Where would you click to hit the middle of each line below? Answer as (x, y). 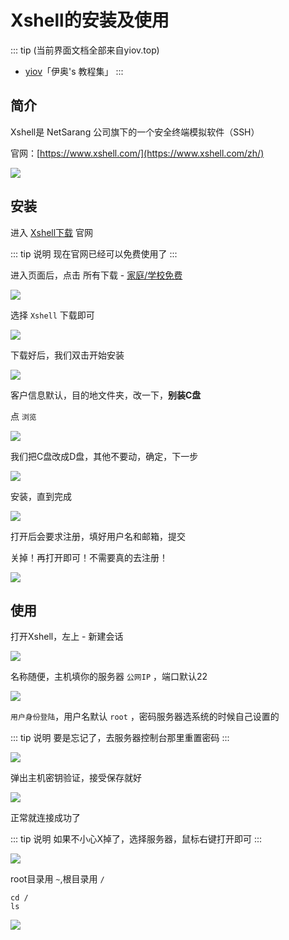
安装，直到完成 (41, 496)
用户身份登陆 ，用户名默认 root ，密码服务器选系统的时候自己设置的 (145, 717)
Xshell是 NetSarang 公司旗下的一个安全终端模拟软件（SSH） (135, 132)
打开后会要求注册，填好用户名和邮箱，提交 (98, 536)
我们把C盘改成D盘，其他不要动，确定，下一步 (104, 456)
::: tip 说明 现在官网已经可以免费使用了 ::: (94, 253)
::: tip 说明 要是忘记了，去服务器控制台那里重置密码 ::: (120, 738)
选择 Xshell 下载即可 (52, 315)
